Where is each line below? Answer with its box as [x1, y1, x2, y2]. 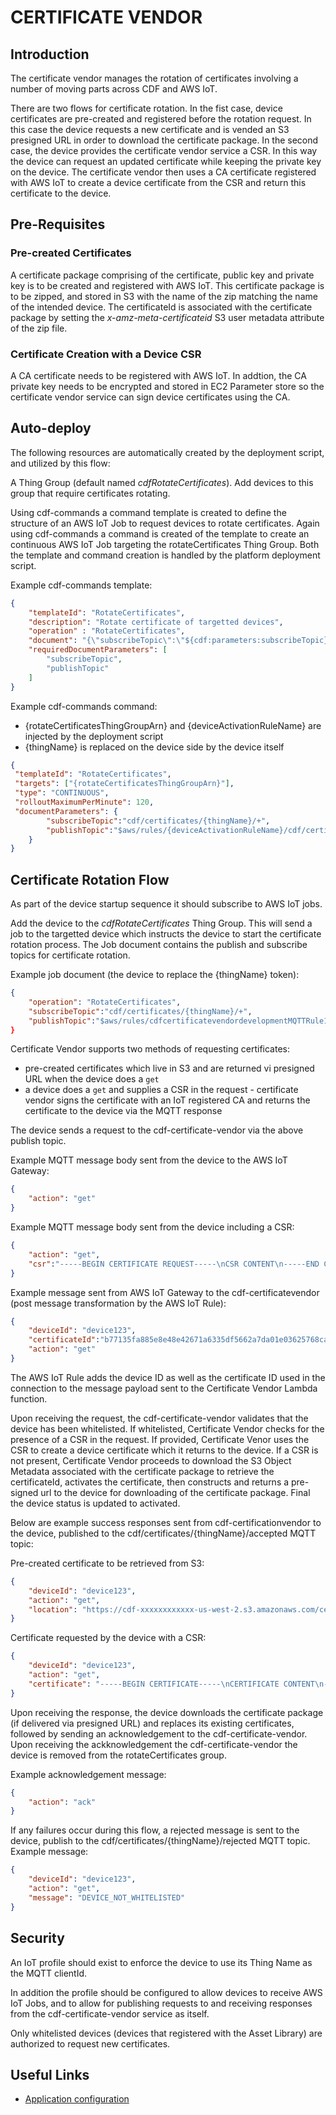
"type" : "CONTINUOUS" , [14, 788, 110, 798]
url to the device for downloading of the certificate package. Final [40, 1486, 311, 1498]
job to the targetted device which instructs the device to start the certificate [10, 928, 322, 940]
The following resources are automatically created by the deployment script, [10, 446, 325, 458]
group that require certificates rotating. [10, 487, 171, 499]
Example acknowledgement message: [10, 1768, 167, 1780]
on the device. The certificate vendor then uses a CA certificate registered [10, 166, 317, 178]
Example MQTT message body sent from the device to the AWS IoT [10, 1154, 288, 1166]
